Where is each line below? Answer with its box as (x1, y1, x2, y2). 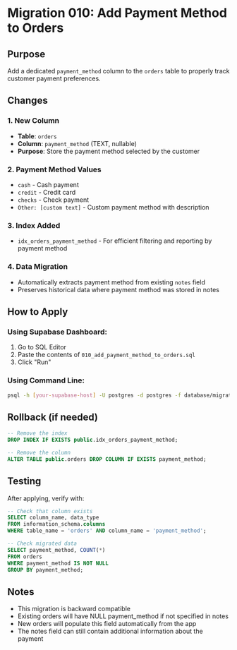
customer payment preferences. (7, 74, 101, 83)
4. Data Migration (7, 262, 68, 272)
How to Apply (7, 306, 68, 318)
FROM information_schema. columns (7, 521, 106, 528)
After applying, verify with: (7, 494, 85, 502)
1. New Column (7, 116, 60, 126)
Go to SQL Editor (17, 343, 67, 351)
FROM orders (7, 553, 42, 560)
